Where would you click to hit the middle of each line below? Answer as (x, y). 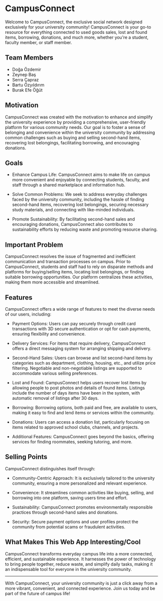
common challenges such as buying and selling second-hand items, (73, 137)
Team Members (29, 58)
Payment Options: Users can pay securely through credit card (74, 324)
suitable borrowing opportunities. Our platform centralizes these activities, (79, 277)
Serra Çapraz (25, 79)
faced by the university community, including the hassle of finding (78, 200)
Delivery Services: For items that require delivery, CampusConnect (79, 343)
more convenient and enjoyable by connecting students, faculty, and (81, 180)
